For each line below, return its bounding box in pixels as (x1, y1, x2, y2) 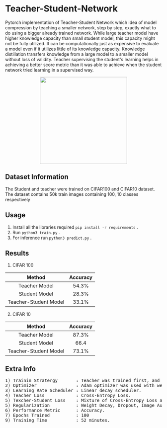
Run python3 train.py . (12, 229, 60, 235)
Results (5, 249, 29, 257)
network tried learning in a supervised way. (5, 67, 94, 73)
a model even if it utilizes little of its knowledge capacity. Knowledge (5, 46, 145, 52)
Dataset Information (5, 172, 69, 181)
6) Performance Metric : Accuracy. (5, 408, 105, 413)
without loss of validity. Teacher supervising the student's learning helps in (5, 56, 159, 62)
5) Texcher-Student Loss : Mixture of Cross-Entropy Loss (5, 398, 158, 403)
